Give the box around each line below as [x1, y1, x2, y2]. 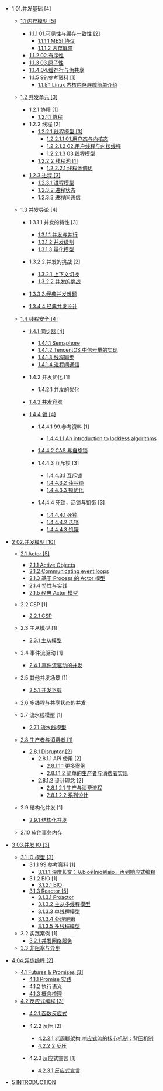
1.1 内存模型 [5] [20, 18, 57, 25]
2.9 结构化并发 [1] [20, 804, 63, 811]
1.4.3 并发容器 [29, 399, 63, 405]
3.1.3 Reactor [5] [29, 887, 69, 894]
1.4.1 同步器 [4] [29, 328, 65, 335]
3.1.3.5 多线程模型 [37, 922, 81, 929]
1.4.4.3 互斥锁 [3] [37, 459, 79, 466]
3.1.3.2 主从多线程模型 [37, 901, 91, 907]
